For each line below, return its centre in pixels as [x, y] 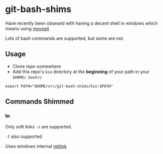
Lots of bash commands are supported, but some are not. [65, 38]
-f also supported [24, 136]
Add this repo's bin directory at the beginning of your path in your [81, 71]
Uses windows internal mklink [36, 146]
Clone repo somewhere [37, 66]
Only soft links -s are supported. [39, 127]
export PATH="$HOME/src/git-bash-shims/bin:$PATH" [59, 86]
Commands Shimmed [40, 102]
